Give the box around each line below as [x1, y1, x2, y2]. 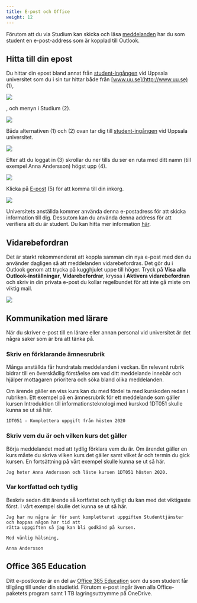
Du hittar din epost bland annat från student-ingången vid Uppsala [6, 69, 168, 77]
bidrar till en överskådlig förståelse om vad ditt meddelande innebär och [6, 370, 182, 377]
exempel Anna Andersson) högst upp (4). [6, 162, 107, 170]
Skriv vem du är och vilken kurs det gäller [6, 432, 128, 440]
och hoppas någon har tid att [6, 519, 81, 525]
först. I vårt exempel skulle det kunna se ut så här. [6, 502, 128, 510]
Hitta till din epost [6, 54, 73, 64]
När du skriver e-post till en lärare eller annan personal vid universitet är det [6, 328, 191, 336]
